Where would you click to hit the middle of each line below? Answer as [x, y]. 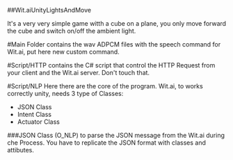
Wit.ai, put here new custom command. [63, 52]
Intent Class [34, 114]
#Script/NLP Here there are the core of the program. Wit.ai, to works [105, 86]
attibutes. [21, 150]
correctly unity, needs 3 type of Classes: [65, 94]
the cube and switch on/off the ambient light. [72, 31]
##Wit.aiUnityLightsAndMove [49, 10]
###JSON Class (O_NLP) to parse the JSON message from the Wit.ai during [116, 135]
